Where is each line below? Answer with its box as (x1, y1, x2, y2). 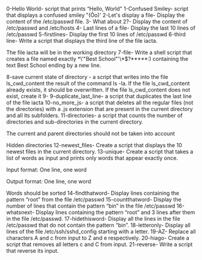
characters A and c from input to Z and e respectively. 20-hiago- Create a (6, 235, 190, 241)
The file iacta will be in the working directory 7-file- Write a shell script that (6, 49, 192, 56)
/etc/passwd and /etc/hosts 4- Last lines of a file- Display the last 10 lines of (6, 24, 196, 31)
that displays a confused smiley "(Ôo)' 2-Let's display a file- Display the (6, 11, 185, 19)
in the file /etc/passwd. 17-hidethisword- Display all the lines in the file (6, 215, 181, 222)
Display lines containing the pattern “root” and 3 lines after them (36, 209, 195, 216)
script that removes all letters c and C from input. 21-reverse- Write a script (6, 241, 193, 248)
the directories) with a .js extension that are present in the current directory (6, 106, 193, 112)
